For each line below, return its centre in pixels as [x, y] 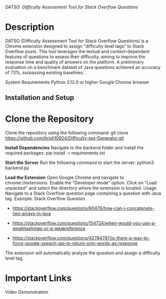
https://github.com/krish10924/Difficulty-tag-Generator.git [64, 138]
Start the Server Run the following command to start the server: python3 [80, 162]
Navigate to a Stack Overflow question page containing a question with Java [83, 193]
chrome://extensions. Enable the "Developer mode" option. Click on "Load [81, 183]
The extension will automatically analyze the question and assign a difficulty [83, 253]
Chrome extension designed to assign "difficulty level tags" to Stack [75, 46]
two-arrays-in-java [31, 213]
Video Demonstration [27, 292]
